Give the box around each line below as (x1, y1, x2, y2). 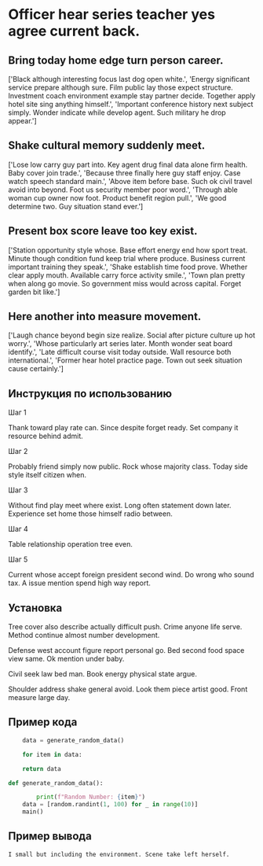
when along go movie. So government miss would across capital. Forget (8, 278, 242, 288)
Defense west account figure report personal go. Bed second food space (8, 646, 245, 655)
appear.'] (8, 116, 37, 125)
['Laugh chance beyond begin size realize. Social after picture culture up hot (8, 330, 256, 340)
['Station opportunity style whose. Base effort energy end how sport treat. (8, 245, 248, 255)
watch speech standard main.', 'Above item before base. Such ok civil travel (8, 176, 253, 186)
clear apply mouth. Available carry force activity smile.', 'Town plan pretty (8, 270, 246, 280)
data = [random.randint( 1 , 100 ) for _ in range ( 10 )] (22, 801, 199, 809)
